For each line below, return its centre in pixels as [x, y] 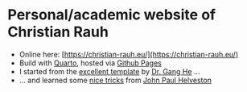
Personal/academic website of [112, 15]
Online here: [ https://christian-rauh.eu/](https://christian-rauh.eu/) [129, 54]
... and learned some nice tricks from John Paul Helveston [115, 80]
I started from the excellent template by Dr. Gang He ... [109, 71]
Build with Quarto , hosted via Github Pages [90, 63]
